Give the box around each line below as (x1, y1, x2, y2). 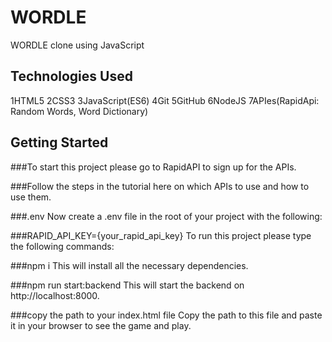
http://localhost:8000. (10, 289, 100, 301)
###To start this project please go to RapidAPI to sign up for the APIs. (10, 161, 297, 173)
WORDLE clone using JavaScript (10, 39, 145, 51)
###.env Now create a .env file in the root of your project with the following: (10, 210, 323, 222)
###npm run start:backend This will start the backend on (10, 279, 245, 291)
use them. (10, 191, 52, 203)
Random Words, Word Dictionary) (10, 105, 149, 117)
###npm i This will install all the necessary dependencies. (10, 259, 249, 271)
